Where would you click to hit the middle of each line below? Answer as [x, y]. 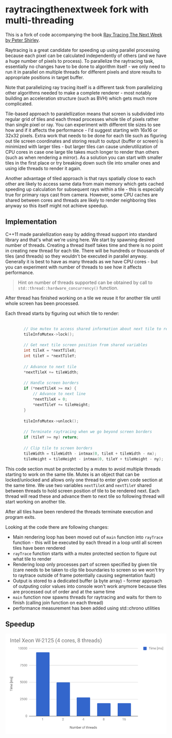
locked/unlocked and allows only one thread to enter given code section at [84, 480]
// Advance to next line [59, 394]
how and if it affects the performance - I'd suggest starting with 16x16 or [81, 130]
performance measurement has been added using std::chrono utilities [86, 608]
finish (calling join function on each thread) [58, 602]
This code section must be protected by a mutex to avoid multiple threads [83, 469]
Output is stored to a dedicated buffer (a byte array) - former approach [87, 581]
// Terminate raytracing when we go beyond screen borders [88, 432]
